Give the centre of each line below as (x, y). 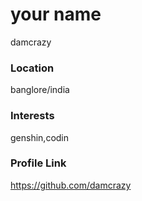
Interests (32, 116)
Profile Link (38, 163)
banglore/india (40, 90)
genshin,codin (40, 137)
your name (56, 14)
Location (32, 68)
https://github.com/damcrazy (71, 185)
